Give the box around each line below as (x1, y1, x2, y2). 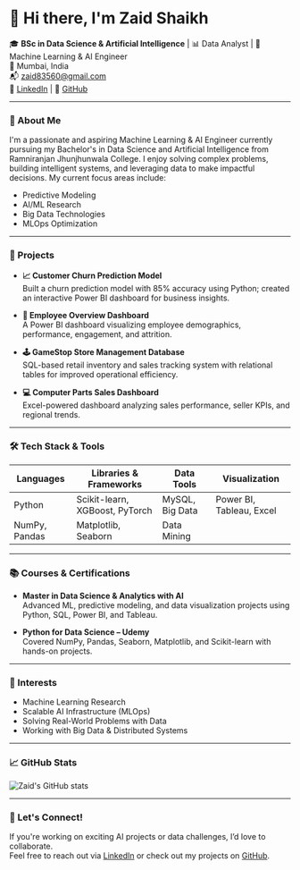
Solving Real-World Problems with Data (21, 715, 167, 727)
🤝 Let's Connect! (9, 811, 83, 824)
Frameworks (87, 477, 143, 490)
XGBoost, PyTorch (76, 504, 154, 517)
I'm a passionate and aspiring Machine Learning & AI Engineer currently (9, 134, 273, 146)
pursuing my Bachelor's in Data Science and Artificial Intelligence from (9, 144, 270, 155)
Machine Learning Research (21, 697, 127, 707)
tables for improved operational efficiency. (21, 368, 179, 379)
